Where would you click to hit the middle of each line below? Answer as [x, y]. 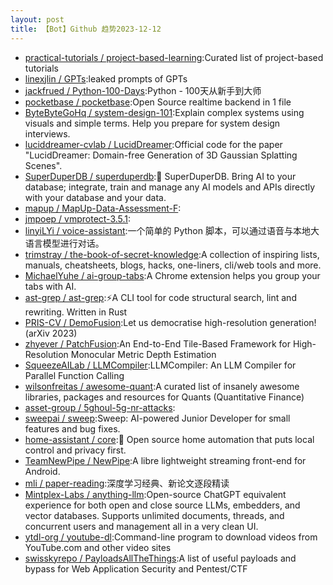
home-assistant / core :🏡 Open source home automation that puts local [169, 439]
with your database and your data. [95, 197]
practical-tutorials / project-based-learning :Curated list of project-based [174, 57]
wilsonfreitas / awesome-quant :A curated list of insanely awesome [162, 386]
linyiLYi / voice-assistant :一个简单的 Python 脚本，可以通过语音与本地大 [172, 230]
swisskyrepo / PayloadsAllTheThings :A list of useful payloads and [160, 558]
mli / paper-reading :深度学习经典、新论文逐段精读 [127, 483]
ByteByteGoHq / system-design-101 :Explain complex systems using [164, 112]
